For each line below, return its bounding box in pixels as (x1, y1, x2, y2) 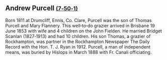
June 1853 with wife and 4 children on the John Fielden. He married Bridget (5, 27, 162, 34)
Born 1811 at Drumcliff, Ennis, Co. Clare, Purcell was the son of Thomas (5, 17, 152, 23)
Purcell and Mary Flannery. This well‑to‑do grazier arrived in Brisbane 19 (5, 22, 155, 28)
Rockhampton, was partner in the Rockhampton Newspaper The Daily (5, 38, 150, 44)
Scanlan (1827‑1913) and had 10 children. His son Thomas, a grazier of (5, 33, 151, 39)
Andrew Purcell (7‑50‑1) (5, 4, 78, 12)
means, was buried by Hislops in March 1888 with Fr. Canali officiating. (5, 49, 152, 55)
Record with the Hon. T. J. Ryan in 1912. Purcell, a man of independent (5, 43, 151, 49)
